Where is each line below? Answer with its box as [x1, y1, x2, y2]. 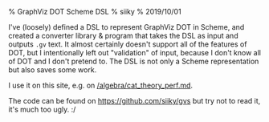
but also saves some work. [8, 65, 97, 75]
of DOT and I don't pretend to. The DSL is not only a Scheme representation [8, 56, 259, 66]
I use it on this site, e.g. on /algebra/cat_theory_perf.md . [8, 80, 194, 90]
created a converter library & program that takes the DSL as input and [8, 31, 238, 40]
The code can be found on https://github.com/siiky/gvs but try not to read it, [8, 96, 261, 105]
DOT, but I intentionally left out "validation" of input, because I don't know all [8, 48, 262, 57]
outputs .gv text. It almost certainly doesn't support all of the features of [8, 39, 247, 49]
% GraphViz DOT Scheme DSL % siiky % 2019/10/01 [8, 7, 182, 16]
